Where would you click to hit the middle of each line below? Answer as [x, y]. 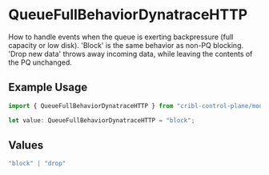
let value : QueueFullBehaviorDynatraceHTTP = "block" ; [102, 120]
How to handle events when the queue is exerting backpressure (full [121, 37]
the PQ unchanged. [40, 62]
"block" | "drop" [37, 164]
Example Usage [48, 87]
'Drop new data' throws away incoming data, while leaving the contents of [130, 54]
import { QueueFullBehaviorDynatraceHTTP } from [91, 105]
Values [26, 145]
